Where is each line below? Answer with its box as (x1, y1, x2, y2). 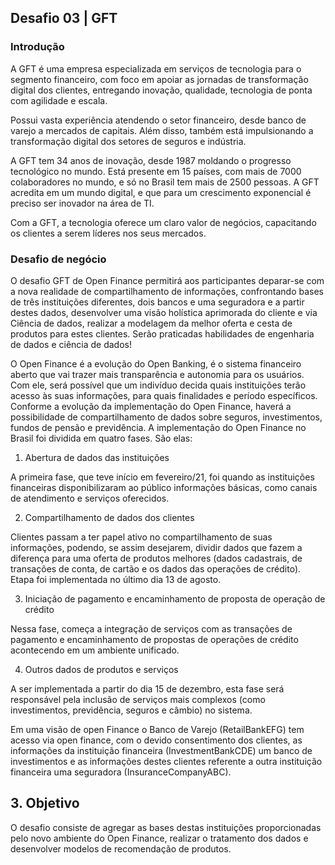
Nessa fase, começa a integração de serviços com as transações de (10, 622, 293, 635)
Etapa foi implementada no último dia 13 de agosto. (10, 573, 222, 585)
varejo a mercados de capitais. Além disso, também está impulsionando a (10, 124, 314, 136)
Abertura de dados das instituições (24, 451, 170, 463)
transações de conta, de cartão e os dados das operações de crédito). (10, 562, 302, 575)
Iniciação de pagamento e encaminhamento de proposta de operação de (24, 592, 326, 605)
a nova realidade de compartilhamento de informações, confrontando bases (10, 285, 325, 297)
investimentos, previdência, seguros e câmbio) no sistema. (10, 704, 253, 716)
